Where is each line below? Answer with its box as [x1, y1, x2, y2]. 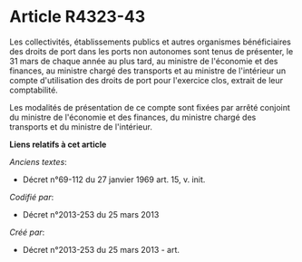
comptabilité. [9, 84, 59, 95]
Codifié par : [9, 191, 54, 202]
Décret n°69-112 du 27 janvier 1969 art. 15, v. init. [22, 174, 206, 185]
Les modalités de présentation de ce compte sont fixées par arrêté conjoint [9, 102, 290, 112]
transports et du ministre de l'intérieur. [9, 121, 152, 132]
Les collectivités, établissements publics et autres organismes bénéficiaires [9, 36, 292, 47]
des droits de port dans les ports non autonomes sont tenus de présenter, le [9, 45, 294, 56]
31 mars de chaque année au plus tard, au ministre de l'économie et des [9, 55, 278, 66]
